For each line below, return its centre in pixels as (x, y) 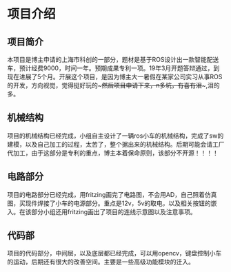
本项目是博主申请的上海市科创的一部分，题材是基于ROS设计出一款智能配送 (113, 60)
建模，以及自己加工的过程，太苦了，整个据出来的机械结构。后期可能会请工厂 (116, 144)
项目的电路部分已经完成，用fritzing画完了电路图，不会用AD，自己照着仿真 (112, 194)
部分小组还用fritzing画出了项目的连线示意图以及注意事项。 (113, 211)
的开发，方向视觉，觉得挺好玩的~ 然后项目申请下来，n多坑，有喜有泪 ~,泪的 (113, 85)
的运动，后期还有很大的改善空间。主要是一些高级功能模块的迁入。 (101, 262)
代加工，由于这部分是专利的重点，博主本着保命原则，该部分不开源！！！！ (113, 153)
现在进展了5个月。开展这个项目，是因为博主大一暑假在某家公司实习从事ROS (115, 77)
